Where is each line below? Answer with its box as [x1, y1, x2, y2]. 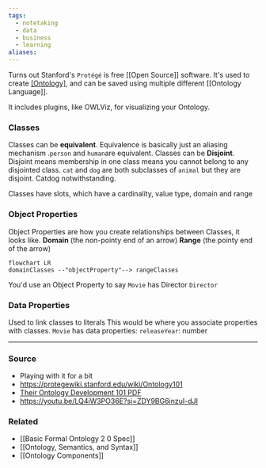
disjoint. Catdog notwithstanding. [8, 173, 116, 183]
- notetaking [15, 19, 59, 27]
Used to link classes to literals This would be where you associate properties [8, 318, 258, 327]
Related [8, 417, 39, 428]
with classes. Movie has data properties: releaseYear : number [8, 325, 208, 335]
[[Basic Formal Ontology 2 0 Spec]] [19, 434, 135, 443]
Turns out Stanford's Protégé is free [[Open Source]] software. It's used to [8, 70, 250, 79]
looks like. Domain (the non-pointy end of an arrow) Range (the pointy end [8, 235, 253, 245]
